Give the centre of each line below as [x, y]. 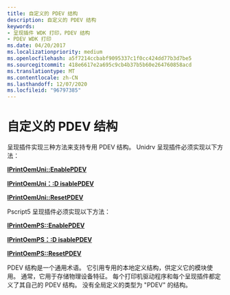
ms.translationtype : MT [41, 71]
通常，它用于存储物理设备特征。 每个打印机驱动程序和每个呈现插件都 [117, 276]
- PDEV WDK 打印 [29, 39]
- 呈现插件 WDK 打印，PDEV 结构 [49, 33]
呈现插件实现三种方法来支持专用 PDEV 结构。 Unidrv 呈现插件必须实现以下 [112, 147]
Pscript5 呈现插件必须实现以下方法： [59, 212]
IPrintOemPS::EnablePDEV [46, 225]
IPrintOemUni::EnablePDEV [47, 170]
